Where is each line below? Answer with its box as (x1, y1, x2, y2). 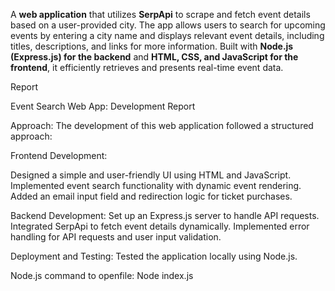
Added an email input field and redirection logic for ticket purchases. (10, 190, 293, 202)
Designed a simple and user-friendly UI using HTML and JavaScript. (10, 169, 292, 181)
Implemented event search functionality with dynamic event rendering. (10, 180, 302, 191)
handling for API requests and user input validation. (10, 231, 222, 243)
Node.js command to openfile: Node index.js (10, 270, 194, 281)
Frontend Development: (10, 150, 108, 161)
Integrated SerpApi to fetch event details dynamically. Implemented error (10, 220, 310, 232)
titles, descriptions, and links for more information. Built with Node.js (10, 40, 294, 52)
